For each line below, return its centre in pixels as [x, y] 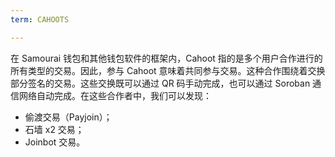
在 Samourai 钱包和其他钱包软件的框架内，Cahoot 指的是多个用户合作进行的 [166, 58]
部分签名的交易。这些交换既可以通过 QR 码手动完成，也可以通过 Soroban [160, 83]
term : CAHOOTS [40, 19]
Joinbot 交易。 [55, 142]
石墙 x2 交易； [54, 129]
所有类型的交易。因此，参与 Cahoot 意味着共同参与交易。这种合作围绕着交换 [168, 70]
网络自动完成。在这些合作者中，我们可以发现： [115, 95]
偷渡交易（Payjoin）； [68, 117]
